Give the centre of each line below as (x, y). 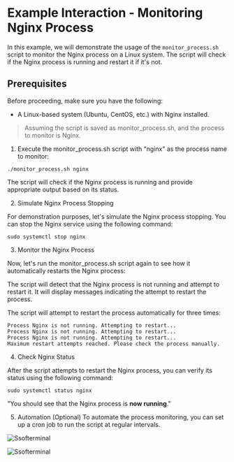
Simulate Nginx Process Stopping (65, 203)
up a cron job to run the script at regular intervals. (89, 424)
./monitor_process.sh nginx (48, 169)
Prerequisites (37, 84)
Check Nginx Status (46, 356)
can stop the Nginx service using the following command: (90, 224)
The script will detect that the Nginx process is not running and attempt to (114, 284)
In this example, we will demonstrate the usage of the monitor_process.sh (113, 47)
